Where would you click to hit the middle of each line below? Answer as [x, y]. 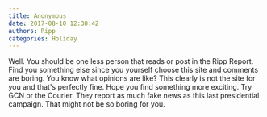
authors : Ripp [32, 31]
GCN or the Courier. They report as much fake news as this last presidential [134, 96]
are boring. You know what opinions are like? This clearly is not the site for [132, 78]
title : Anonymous [38, 16]
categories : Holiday [43, 38]
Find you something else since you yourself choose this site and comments [133, 70]
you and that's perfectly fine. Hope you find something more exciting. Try [130, 87]
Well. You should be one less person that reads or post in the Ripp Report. [131, 61]
